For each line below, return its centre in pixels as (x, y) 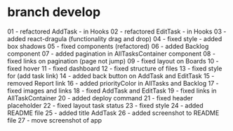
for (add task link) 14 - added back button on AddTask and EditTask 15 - (111, 76)
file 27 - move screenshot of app (55, 120)
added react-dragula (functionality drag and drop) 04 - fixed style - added (115, 38)
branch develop (54, 12)
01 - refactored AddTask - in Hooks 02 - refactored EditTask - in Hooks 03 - (117, 31)
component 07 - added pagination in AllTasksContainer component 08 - (112, 54)
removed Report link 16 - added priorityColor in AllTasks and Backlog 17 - (113, 83)
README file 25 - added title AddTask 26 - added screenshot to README (113, 113)
